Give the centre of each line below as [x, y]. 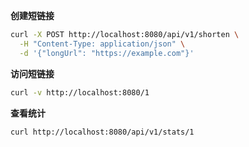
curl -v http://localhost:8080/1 [80, 92]
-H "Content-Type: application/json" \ [102, 44]
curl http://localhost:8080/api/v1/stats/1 [102, 132]
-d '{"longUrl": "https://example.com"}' [107, 53]
